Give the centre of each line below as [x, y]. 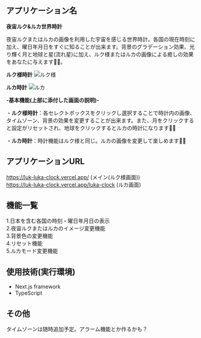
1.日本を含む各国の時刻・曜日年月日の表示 [58, 221]
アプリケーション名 [42, 11]
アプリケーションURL [46, 161]
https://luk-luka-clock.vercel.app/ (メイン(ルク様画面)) [73, 177]
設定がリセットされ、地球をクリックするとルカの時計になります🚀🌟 [94, 128]
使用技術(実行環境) [41, 272]
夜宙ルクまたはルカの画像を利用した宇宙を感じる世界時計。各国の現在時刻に [101, 39]
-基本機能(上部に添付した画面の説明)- [53, 100]
